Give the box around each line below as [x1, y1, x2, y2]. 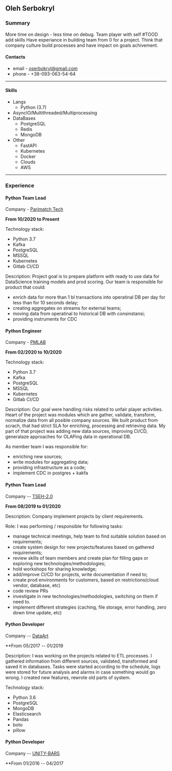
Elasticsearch [12, 710, 41, 717]
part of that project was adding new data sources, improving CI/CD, [5, 428, 148, 434]
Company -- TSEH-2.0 [5, 493, 53, 499]
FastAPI [20, 142, 37, 149]
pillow [12, 727, 26, 733]
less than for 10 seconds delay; [12, 300, 78, 306]
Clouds [20, 159, 36, 165]
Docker [20, 154, 36, 160]
